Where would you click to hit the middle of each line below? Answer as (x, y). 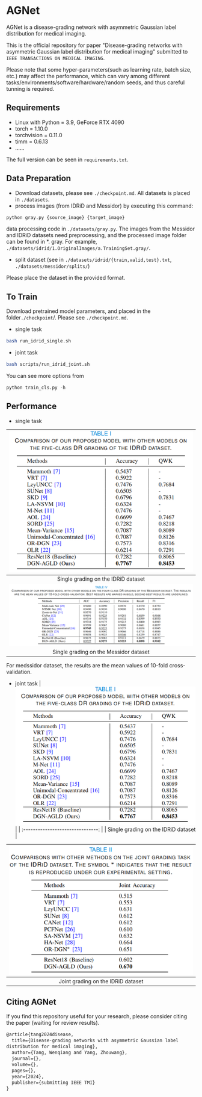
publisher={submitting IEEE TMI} (54, 1083)
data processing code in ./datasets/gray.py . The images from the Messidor (101, 229)
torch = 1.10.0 (31, 128)
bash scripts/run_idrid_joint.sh (48, 365)
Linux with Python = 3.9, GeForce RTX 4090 (69, 122)
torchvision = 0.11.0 (38, 135)
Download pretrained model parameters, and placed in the (78, 311)
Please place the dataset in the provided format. (66, 278)
